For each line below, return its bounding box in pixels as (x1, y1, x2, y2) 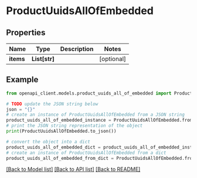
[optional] (99, 55, 127, 63)
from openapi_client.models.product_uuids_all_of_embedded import (6, 90, 172, 96)
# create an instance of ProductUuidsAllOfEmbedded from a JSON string (6, 112, 185, 118)
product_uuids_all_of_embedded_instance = (6, 117, 111, 123)
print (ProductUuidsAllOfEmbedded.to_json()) (6, 128, 117, 135)
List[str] (31, 55, 55, 63)
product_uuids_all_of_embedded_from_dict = (6, 155, 114, 161)
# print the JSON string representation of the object (6, 123, 143, 129)
